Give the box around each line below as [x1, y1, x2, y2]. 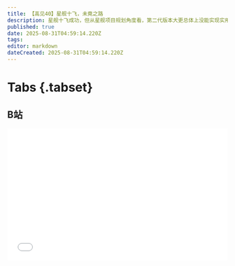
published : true [7, 23, 55, 30]
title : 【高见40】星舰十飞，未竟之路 [7, 10, 104, 17]
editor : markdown [7, 43, 58, 50]
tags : [7, 36, 23, 43]
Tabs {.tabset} [7, 80, 93, 95]
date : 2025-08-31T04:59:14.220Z [7, 29, 101, 37]
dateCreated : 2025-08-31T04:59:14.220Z [7, 50, 124, 57]
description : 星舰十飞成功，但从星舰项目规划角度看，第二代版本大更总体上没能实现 [7, 17, 220, 24]
